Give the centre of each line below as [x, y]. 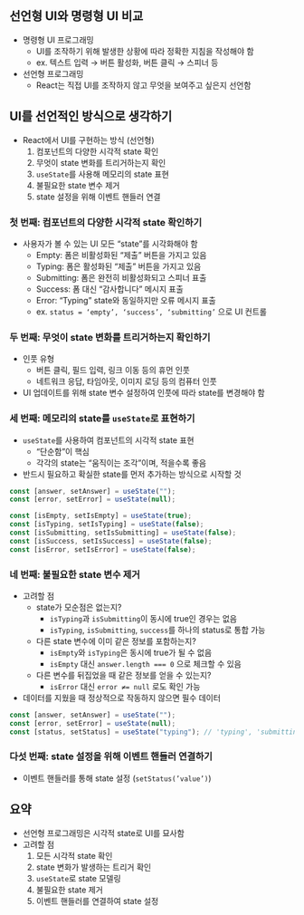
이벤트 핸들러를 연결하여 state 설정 [97, 901]
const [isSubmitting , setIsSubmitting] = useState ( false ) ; [123, 533]
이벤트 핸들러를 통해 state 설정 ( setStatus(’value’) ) [117, 778]
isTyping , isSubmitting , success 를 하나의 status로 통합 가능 [157, 630]
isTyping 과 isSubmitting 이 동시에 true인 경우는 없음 [143, 618]
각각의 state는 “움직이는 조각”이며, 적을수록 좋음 [121, 462]
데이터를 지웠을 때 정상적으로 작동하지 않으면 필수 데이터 [122, 698]
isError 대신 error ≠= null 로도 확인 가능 [125, 686]
